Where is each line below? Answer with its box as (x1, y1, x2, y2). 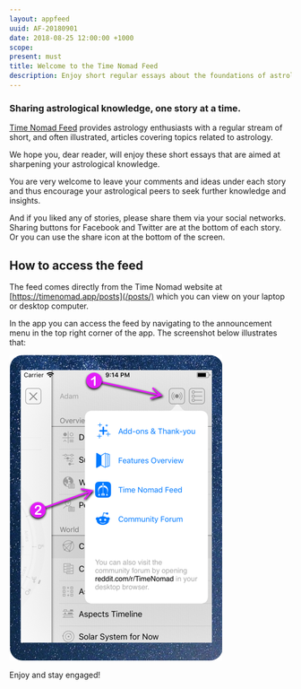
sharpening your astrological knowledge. (9, 159, 160, 170)
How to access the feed (9, 257, 143, 273)
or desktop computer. (9, 301, 90, 311)
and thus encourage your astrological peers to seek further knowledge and (9, 186, 287, 196)
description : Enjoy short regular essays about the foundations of (9, 72, 267, 81)
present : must (9, 52, 63, 62)
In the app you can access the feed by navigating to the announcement (9, 318, 272, 328)
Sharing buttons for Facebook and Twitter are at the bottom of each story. (9, 222, 282, 233)
